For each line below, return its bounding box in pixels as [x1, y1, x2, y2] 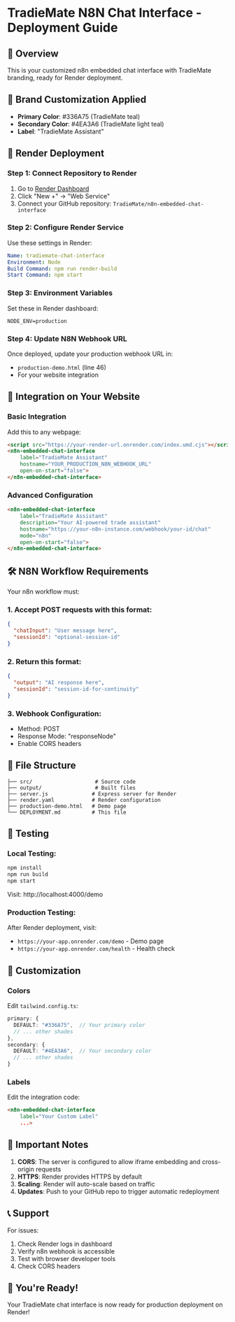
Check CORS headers [17, 1262, 80, 1270]
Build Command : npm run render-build [7, 265, 117, 272]
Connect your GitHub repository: [17, 199, 112, 208]
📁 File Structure [7, 760, 76, 772]
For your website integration [17, 371, 99, 379]
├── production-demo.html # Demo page [7, 803, 127, 810]
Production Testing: [7, 907, 76, 917]
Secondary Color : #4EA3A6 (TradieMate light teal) [17, 120, 164, 128]
